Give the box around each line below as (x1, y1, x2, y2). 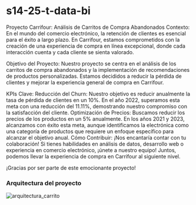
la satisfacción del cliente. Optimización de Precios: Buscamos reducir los (6, 109, 185, 116)
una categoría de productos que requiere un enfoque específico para (6, 128, 174, 135)
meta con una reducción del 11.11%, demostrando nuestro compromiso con (6, 102, 187, 110)
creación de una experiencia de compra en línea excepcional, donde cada (6, 42, 185, 49)
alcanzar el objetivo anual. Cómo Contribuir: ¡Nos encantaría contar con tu (6, 134, 187, 141)
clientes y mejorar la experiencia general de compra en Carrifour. (6, 78, 164, 86)
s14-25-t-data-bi (6, 4, 91, 18)
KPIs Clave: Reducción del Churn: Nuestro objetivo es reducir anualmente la (6, 90, 190, 97)
